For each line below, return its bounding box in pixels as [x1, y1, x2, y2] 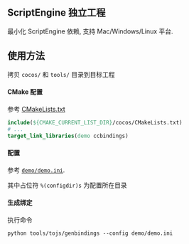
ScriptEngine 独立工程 [7, 6, 106, 19]
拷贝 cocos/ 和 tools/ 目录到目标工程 [7, 70, 115, 78]
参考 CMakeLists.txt [7, 105, 65, 113]
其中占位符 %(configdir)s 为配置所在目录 [7, 181, 127, 189]
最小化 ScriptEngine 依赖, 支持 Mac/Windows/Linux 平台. [7, 27, 173, 36]
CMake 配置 [7, 87, 43, 96]
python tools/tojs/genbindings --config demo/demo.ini [7, 230, 173, 237]
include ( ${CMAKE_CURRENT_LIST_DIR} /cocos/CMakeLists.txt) [7, 119, 183, 126]
